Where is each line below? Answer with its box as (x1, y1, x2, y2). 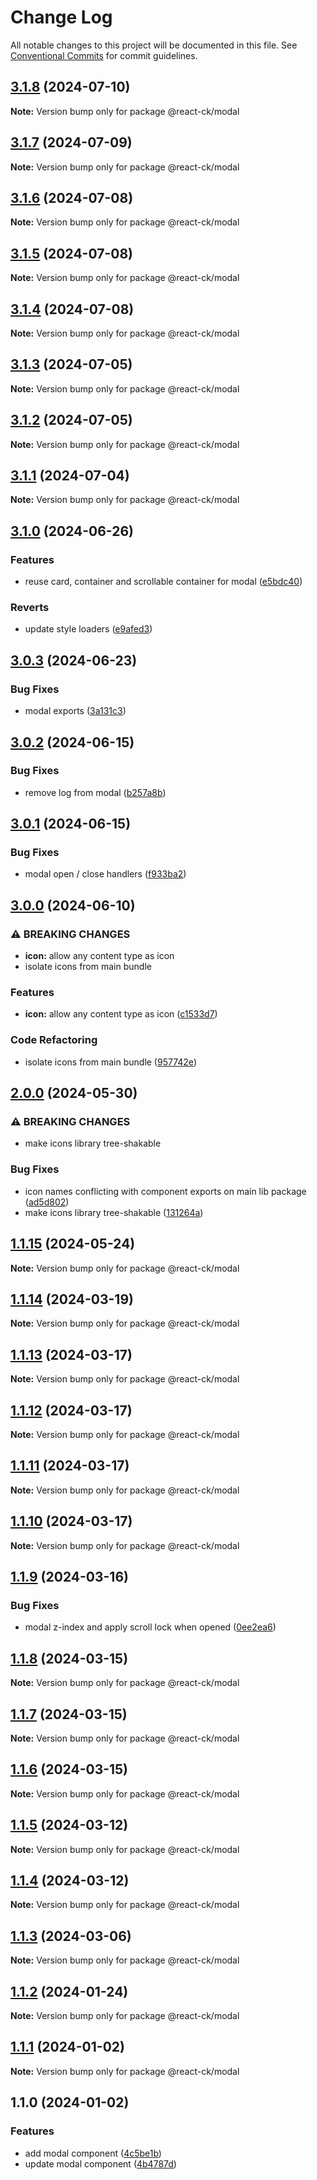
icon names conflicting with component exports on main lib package (24, 1185, 307, 1197)
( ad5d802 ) (24, 1196, 70, 1208)
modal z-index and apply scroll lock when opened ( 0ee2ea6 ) (24, 1621, 277, 1633)
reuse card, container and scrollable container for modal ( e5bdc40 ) (24, 576, 303, 588)
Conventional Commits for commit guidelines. (10, 49, 198, 61)
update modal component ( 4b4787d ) (24, 2157, 177, 2170)
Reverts (10, 601, 50, 615)
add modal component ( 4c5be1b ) (24, 2147, 162, 2159)
